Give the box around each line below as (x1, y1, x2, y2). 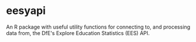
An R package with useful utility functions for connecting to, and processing (6, 23, 191, 30)
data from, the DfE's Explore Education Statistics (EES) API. (6, 29, 150, 36)
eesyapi (6, 4, 46, 17)
